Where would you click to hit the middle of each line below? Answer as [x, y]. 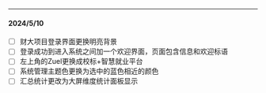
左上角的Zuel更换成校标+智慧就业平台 [81, 61]
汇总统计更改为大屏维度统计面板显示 [79, 81]
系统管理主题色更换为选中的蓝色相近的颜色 [89, 71]
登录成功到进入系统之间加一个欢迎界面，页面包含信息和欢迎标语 [123, 51]
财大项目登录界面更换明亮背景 [68, 42]
